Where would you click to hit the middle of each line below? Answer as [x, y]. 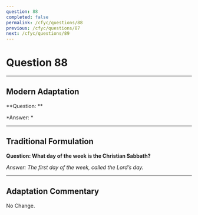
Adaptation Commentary [52, 192]
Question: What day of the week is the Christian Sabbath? [79, 156]
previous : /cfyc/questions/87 [43, 28]
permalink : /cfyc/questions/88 [44, 22]
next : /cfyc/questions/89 [38, 34]
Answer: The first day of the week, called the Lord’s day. [75, 167]
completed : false [27, 17]
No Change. [21, 206]
